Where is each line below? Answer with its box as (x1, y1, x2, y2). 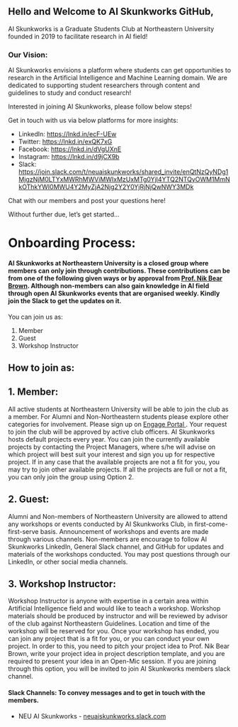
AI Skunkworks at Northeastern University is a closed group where (8, 258, 209, 267)
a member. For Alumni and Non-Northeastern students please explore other (8, 412, 229, 421)
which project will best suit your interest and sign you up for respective (8, 450, 215, 459)
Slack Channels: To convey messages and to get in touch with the (8, 688, 206, 696)
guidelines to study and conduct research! (8, 89, 132, 97)
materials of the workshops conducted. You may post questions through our (8, 550, 231, 558)
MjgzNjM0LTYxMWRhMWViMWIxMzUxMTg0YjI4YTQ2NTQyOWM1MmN (18, 175, 231, 184)
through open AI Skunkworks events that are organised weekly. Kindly (8, 289, 220, 297)
